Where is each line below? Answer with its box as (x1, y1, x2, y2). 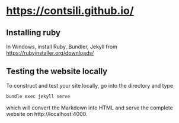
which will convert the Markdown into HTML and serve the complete (6, 104, 173, 111)
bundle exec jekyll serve (6, 93, 70, 99)
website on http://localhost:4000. (6, 110, 88, 117)
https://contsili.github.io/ (6, 4, 135, 18)
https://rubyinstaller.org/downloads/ (6, 49, 94, 56)
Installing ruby (6, 28, 61, 38)
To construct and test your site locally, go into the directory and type (6, 82, 174, 89)
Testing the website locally (6, 67, 108, 77)
